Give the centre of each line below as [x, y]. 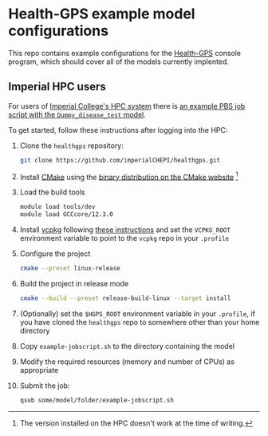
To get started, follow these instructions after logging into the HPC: [118, 130]
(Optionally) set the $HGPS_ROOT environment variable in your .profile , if [137, 314]
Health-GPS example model [102, 14]
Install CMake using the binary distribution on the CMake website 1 [129, 176]
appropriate [39, 370]
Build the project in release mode [74, 283]
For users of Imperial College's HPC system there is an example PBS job [127, 106]
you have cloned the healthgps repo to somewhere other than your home [140, 322]
